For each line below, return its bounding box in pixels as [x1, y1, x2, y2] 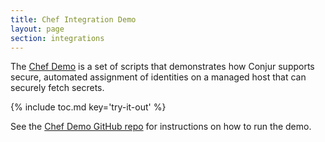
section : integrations [10, 33, 105, 43]
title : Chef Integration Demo [10, 14, 137, 25]
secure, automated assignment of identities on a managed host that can [10, 71, 307, 83]
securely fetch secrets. [10, 82, 105, 94]
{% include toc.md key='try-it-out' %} [10, 101, 167, 113]
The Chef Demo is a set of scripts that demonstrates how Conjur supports [10, 61, 315, 73]
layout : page [10, 24, 65, 34]
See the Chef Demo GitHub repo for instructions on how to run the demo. [10, 121, 312, 133]
